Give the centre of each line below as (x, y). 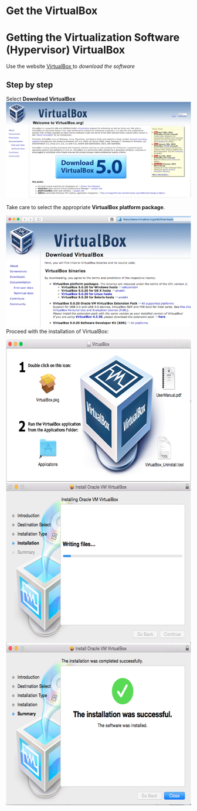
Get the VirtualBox (52, 11)
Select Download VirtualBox (41, 98)
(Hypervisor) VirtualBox (65, 50)
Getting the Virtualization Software (93, 38)
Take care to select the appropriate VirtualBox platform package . (86, 207)
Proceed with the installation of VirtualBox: (57, 332)
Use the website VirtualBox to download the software (70, 66)
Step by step (30, 85)
